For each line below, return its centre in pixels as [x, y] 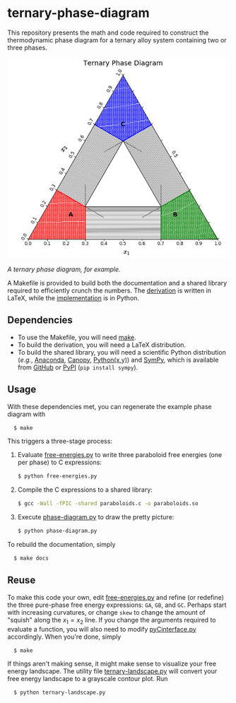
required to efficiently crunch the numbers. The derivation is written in [110, 290]
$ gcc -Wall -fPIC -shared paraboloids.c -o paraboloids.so [108, 504]
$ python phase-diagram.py [57, 531]
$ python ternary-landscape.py [60, 693]
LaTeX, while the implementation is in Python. [73, 297]
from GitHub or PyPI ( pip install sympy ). [78, 367]
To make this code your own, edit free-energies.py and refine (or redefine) [116, 597]
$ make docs [31, 559]
